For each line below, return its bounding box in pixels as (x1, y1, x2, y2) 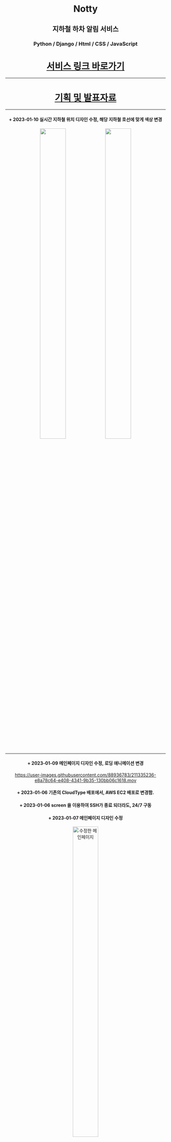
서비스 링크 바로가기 (46, 61, 125, 72)
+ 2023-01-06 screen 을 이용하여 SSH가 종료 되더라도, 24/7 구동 (19, 802, 152, 808)
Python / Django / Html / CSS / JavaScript (33, 40, 138, 47)
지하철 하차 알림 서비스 (52, 24, 119, 33)
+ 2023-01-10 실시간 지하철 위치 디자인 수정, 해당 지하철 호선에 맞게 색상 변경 (9, 116, 162, 122)
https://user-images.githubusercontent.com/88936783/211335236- (15, 772, 156, 778)
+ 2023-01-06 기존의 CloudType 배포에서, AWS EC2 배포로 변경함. (17, 790, 154, 796)
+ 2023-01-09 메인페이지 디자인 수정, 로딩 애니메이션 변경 (27, 760, 144, 766)
